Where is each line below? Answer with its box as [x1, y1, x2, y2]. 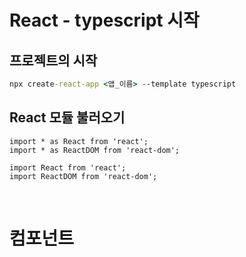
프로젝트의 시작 [9, 52, 98, 69]
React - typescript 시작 [9, 9, 200, 32]
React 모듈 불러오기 [9, 109, 126, 126]
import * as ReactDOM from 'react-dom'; [9, 145, 181, 155]
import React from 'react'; [9, 162, 127, 173]
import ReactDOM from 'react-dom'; [9, 171, 158, 181]
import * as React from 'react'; [9, 136, 149, 146]
